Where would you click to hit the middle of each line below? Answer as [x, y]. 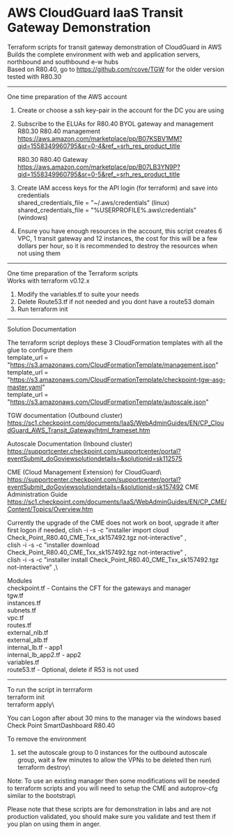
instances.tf [24, 603]
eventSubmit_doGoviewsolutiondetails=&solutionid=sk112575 [95, 458]
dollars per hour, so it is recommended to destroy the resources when [117, 246]
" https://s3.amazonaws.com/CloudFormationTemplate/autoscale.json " [108, 402]
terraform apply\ [31, 704]
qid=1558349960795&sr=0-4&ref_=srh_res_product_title [99, 146]
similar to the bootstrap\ [41, 795]
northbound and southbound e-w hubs [63, 61]
